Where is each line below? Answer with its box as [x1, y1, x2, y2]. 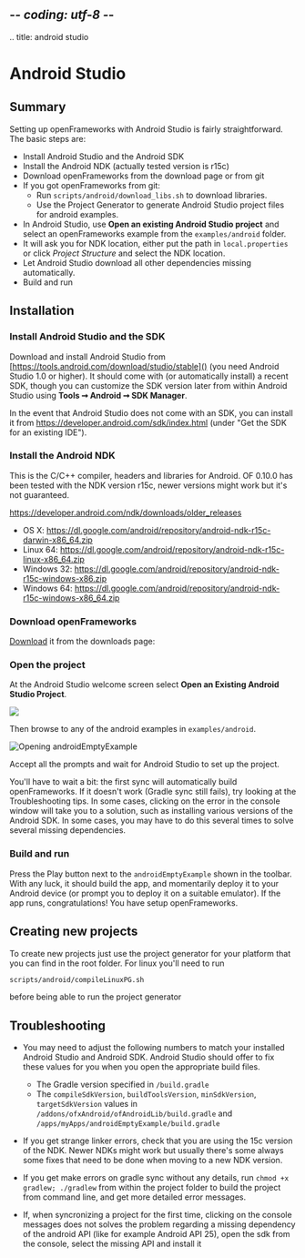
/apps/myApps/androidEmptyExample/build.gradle [36, 1120, 220, 1129]
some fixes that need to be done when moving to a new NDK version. [22, 1155, 283, 1166]
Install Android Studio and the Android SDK [22, 150, 185, 162]
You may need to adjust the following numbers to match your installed [22, 1042, 285, 1053]
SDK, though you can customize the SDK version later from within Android [9, 380, 288, 391]
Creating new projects [9, 924, 138, 939]
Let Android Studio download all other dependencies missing [22, 257, 252, 268]
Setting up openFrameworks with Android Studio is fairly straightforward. [9, 123, 284, 135]
